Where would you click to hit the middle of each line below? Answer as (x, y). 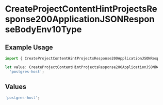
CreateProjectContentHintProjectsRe (81, 9)
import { (14, 59)
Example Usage (29, 47)
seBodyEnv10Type (43, 30)
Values (16, 87)
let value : (16, 67)
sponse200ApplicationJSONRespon (80, 19)
